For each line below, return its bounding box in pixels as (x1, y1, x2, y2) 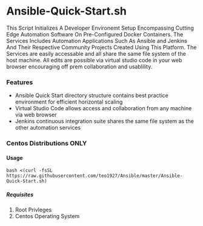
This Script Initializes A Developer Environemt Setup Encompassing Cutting (6, 24, 194, 32)
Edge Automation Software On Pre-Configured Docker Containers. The (6, 30, 184, 38)
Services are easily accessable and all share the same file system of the (6, 50, 186, 57)
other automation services (15, 124, 81, 131)
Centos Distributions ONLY (6, 139, 87, 148)
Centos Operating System (15, 213, 80, 220)
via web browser (15, 111, 57, 119)
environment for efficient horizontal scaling (15, 98, 123, 105)
